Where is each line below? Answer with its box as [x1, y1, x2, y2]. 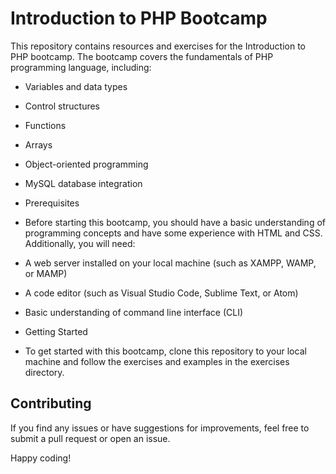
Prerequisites [24, 197, 80, 209]
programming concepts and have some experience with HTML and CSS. [24, 227, 323, 239]
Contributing [10, 395, 92, 412]
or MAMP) [24, 267, 68, 279]
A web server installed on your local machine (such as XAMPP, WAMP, [24, 257, 317, 269]
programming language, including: [10, 61, 152, 73]
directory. [24, 366, 65, 378]
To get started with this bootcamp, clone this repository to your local [24, 345, 307, 357]
